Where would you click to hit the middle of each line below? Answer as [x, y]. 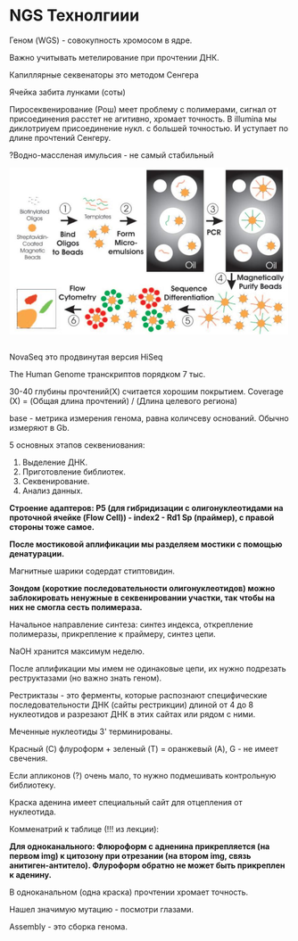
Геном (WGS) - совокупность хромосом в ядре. [101, 40]
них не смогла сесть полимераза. [76, 607]
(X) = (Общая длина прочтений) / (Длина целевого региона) [124, 400]
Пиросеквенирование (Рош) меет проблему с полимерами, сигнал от [143, 109]
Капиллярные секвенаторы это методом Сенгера [104, 74]
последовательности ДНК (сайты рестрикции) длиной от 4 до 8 [132, 705]
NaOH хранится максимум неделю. [77, 651]
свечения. [29, 758]
